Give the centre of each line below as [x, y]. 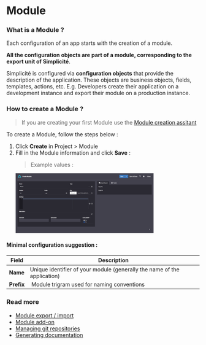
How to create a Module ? [45, 109]
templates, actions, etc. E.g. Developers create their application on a [93, 87]
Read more [23, 302]
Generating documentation [49, 335]
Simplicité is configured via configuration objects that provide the [90, 74]
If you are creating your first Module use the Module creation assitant [109, 122]
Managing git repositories [48, 328]
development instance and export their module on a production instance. [98, 93]
